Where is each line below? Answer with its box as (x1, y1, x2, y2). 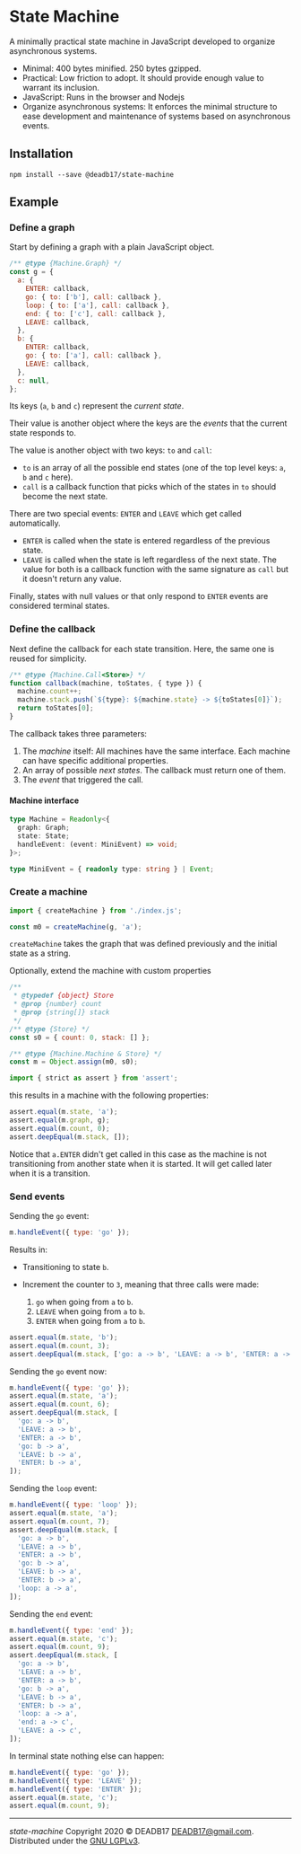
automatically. (9, 518, 61, 529)
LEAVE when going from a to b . (35, 1305, 146, 1317)
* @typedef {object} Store (13, 991, 115, 1001)
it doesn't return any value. (21, 573, 123, 585)
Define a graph (9, 222, 75, 234)
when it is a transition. (9, 1168, 90, 1179)
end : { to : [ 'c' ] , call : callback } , (25, 309, 167, 318)
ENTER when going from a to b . (35, 1315, 146, 1326)
